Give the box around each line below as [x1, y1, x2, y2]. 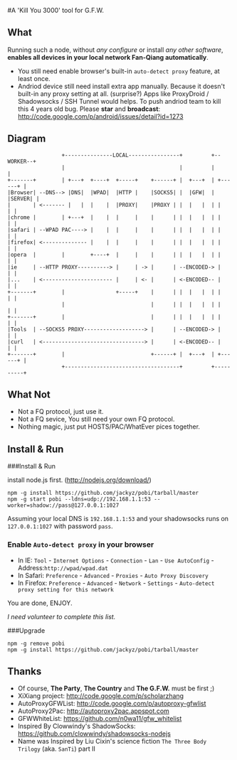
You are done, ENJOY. [7, 599, 73, 607]
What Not [7, 389, 51, 401]
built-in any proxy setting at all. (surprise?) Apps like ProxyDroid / [17, 89, 209, 98]
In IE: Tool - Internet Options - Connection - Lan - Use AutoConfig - [17, 556, 215, 564]
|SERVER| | [7, 195, 40, 202]
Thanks [7, 665, 42, 678]
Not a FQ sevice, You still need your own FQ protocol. [17, 415, 175, 424]
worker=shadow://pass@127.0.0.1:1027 [7, 502, 120, 509]
